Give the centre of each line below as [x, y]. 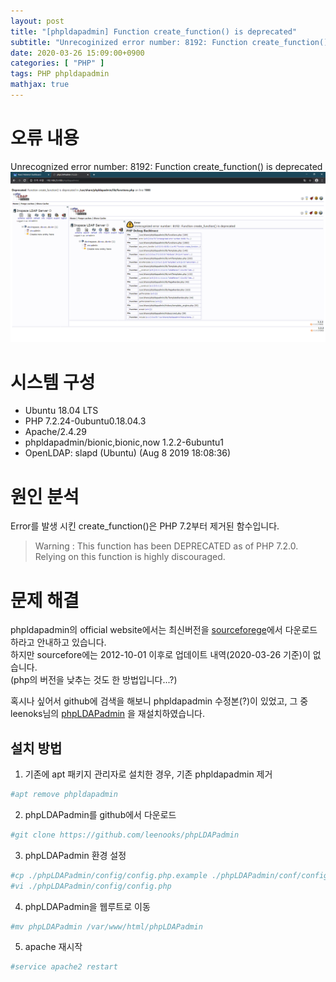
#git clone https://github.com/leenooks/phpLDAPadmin [125, 835]
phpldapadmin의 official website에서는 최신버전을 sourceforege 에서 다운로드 [164, 630]
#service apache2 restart [64, 967]
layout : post [37, 21]
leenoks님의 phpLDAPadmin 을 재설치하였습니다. [107, 714]
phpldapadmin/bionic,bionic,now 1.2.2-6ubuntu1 [124, 442]
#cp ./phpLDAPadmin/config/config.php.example [109, 875]
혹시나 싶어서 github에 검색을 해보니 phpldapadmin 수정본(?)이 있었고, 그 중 [159, 701]
